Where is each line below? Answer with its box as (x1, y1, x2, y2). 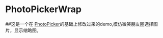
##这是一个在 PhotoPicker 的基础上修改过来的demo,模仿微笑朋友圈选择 (5, 21, 154, 27)
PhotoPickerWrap (5, 4, 81, 15)
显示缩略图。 (14, 27, 41, 33)
